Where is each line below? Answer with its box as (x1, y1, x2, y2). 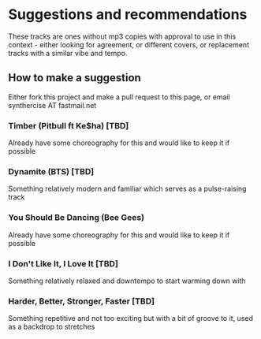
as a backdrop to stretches (8, 322, 95, 332)
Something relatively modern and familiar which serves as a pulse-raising (8, 184, 247, 194)
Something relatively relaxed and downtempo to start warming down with (8, 276, 246, 285)
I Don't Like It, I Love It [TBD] (8, 258, 118, 269)
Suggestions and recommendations (8, 6, 248, 24)
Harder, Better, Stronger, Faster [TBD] (8, 296, 155, 307)
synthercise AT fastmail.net (8, 100, 97, 110)
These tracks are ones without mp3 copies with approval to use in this (8, 32, 237, 41)
